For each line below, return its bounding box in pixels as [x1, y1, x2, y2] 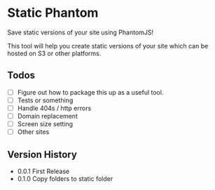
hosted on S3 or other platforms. [7, 49, 102, 57]
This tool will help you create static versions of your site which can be [7, 41, 209, 50]
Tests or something [17, 96, 74, 104]
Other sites [17, 128, 50, 136]
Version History [7, 149, 77, 161]
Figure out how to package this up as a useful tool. [17, 88, 164, 96]
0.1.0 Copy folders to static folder [17, 174, 113, 183]
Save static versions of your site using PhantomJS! [7, 28, 154, 36]
